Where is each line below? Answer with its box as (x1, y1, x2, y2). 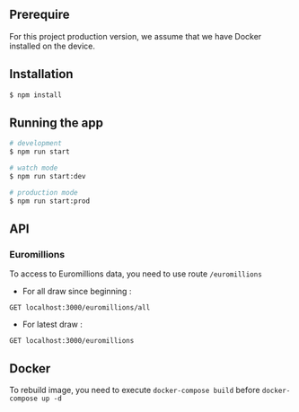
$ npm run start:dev (9, 171, 87, 180)
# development (9, 139, 63, 148)
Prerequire (9, 7, 70, 22)
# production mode (9, 188, 78, 197)
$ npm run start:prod (9, 197, 91, 206)
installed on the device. (9, 40, 96, 51)
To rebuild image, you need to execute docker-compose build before (9, 385, 260, 396)
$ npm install (9, 90, 63, 100)
